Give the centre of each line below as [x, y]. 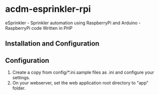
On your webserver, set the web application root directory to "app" [80, 83]
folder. [19, 88]
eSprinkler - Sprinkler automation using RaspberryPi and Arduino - [73, 23]
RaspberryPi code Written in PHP [39, 28]
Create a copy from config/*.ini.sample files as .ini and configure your [83, 72]
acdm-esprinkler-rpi [48, 9]
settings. [21, 78]
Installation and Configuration [52, 44]
